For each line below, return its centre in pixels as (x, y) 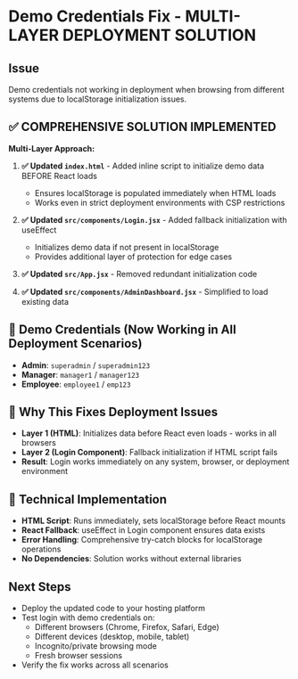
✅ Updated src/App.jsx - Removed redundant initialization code (139, 274)
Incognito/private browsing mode (95, 646)
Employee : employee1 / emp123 (76, 384)
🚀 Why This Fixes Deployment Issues (113, 412)
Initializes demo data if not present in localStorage (127, 247)
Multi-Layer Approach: (52, 148)
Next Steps (40, 587)
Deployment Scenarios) (75, 344)
